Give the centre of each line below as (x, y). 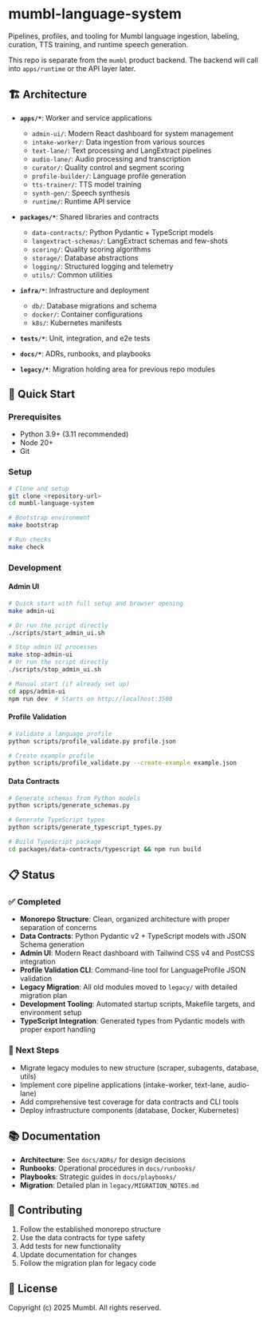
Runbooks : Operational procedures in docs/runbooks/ (108, 1168)
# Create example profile (51, 756)
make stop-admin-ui (41, 655)
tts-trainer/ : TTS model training (86, 184)
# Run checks (30, 540)
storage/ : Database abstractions (85, 257)
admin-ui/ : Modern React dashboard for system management (132, 133)
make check (26, 547)
